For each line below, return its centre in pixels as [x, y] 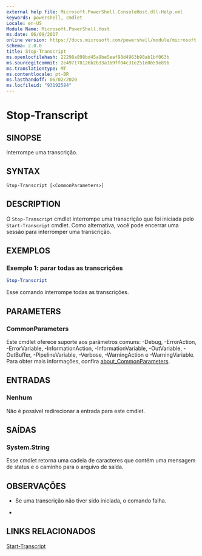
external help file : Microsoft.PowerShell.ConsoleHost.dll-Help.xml [95, 12]
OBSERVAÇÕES [36, 486]
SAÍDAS [21, 430]
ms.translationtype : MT [36, 68]
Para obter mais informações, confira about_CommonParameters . [88, 361]
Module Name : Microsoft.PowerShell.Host [58, 29]
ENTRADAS [28, 380]
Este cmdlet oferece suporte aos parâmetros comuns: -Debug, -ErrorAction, [102, 341]
